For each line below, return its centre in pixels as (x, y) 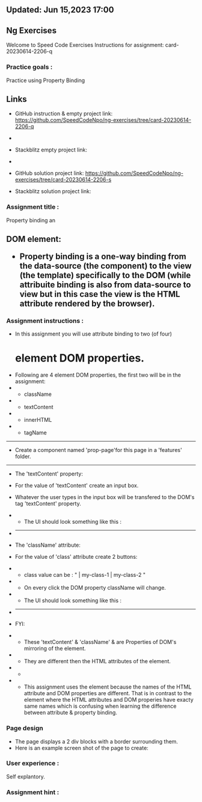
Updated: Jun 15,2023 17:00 (60, 10)
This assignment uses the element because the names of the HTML (108, 687)
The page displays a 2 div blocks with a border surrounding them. (96, 741)
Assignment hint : (33, 792)
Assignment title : (33, 207)
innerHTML (38, 420)
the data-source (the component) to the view (106, 266)
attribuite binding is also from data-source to (105, 285)
